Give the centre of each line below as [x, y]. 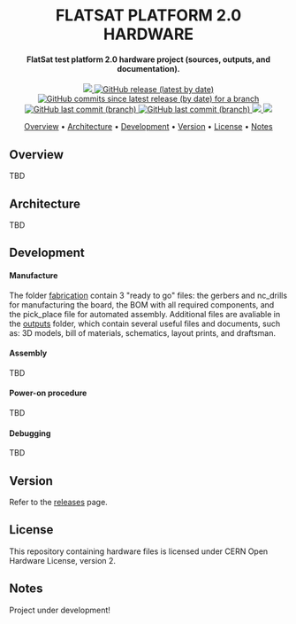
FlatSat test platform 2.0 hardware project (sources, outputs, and [148, 59]
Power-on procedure [48, 393]
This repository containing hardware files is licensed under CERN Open [139, 551]
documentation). [148, 68]
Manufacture [34, 275]
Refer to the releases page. [58, 503]
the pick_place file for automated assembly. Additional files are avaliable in [145, 314]
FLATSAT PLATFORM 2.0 [148, 16]
